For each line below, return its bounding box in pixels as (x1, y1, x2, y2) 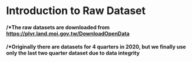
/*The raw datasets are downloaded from (6, 23, 110, 30)
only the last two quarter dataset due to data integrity (6, 50, 140, 57)
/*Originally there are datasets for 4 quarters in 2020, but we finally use (6, 43, 187, 50)
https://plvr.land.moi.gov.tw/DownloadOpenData (6, 30, 130, 37)
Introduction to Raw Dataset (6, 4, 146, 18)
